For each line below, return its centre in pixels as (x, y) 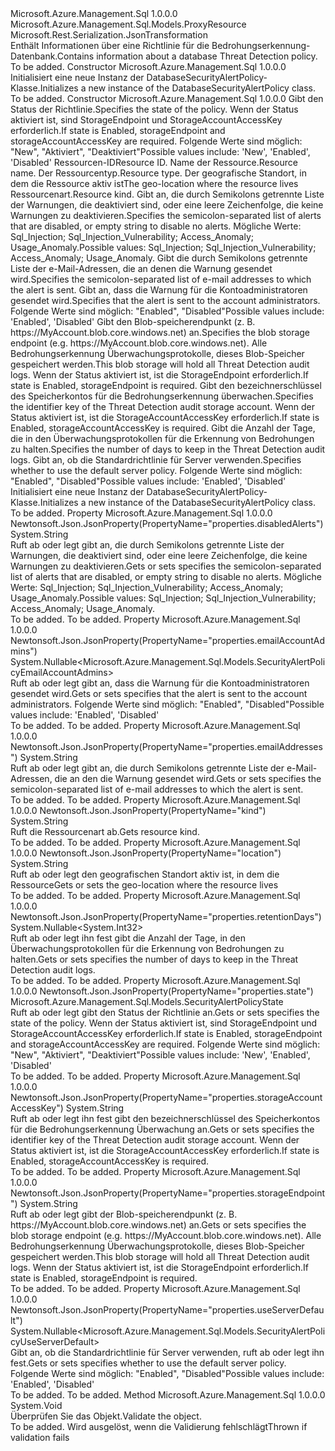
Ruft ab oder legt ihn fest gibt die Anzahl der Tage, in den (128, 938)
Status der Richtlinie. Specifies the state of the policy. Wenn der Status (154, 109)
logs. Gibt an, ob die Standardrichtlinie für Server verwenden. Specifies (156, 460)
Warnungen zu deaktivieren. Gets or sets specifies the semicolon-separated (166, 566)
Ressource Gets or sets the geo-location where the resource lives (144, 885)
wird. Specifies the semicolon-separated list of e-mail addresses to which (161, 279)
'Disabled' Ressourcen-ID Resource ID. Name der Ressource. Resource (154, 162)
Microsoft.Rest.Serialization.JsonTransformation (109, 35)
